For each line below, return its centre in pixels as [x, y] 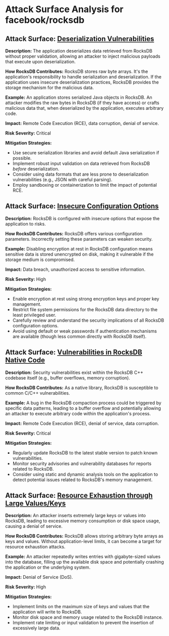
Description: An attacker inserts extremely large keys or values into [76, 516]
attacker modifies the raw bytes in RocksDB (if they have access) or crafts [82, 103]
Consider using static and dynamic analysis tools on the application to [85, 474]
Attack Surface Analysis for [64, 9]
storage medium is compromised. [40, 260]
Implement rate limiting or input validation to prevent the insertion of [83, 623]
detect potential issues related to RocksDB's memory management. [82, 480]
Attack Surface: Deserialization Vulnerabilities [80, 39]
